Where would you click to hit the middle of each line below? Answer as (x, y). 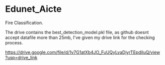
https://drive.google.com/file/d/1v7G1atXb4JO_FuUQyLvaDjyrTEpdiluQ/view (83, 52)
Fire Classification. (24, 23)
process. (14, 42)
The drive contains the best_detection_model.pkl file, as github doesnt (77, 32)
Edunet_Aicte (34, 9)
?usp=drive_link (21, 57)
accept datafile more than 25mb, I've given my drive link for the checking (80, 37)
